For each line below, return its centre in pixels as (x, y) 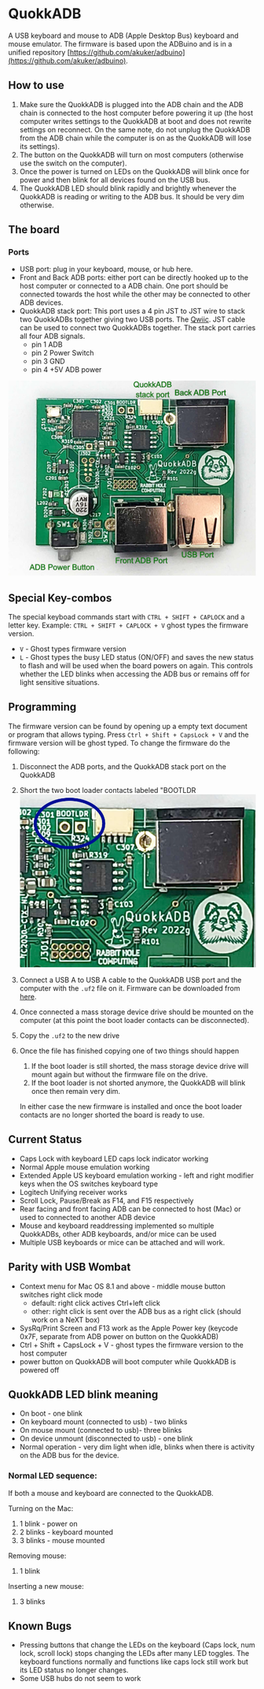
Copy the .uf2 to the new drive (70, 1035)
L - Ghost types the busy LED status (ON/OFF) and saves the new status (136, 657)
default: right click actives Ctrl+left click (96, 1303)
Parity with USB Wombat (70, 1267)
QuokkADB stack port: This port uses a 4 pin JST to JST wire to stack (132, 311)
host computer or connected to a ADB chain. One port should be (124, 286)
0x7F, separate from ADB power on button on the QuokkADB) (119, 1336)
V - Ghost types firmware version (73, 649)
